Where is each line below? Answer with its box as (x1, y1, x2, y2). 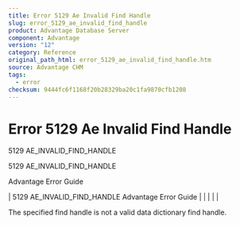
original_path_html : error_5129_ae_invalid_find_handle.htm (8, 56, 212, 64)
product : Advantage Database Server (8, 26, 130, 34)
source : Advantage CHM (8, 64, 83, 72)
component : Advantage (8, 33, 80, 42)
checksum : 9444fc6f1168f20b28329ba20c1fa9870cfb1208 (8, 85, 187, 94)
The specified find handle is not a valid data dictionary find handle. (8, 208, 227, 217)
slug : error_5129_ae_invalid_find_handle (8, 19, 148, 27)
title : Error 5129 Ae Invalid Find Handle (8, 11, 151, 20)
